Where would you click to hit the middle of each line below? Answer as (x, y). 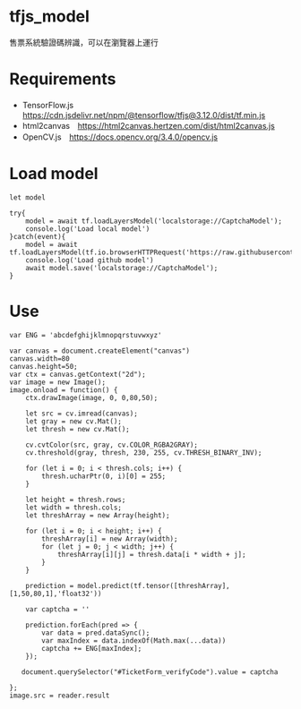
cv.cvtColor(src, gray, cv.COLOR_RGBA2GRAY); (112, 445)
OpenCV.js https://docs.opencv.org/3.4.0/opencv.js (120, 137)
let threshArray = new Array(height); (98, 515)
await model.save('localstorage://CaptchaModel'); (122, 268)
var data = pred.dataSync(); (96, 633)
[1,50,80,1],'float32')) (56, 594)
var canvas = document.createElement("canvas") (100, 351)
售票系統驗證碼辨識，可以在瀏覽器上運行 (84, 42)
